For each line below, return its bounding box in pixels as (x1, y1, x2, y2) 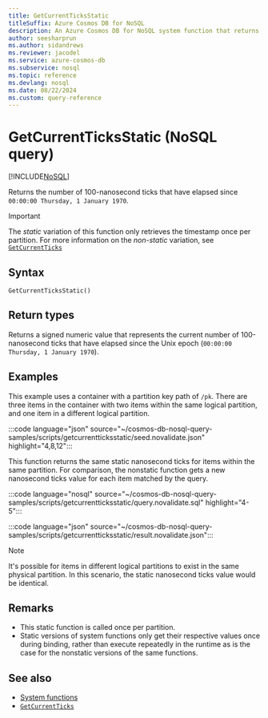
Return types (8, 309, 74, 322)
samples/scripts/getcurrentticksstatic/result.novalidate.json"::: (8, 530, 214, 539)
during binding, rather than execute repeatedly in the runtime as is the (19, 639, 250, 649)
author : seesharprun (8, 34, 78, 42)
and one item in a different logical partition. (8, 408, 150, 417)
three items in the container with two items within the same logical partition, (8, 400, 258, 409)
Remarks (8, 602, 54, 615)
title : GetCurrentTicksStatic (8, 11, 110, 20)
